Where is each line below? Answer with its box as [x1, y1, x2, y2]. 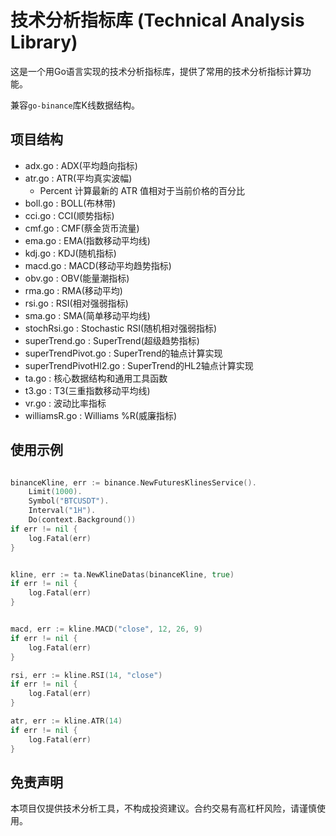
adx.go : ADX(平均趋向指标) [24, 159, 138, 171]
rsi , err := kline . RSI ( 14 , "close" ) [10, 670, 163, 680]
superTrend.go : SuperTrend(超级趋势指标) [24, 334, 200, 346]
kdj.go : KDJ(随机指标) [24, 247, 117, 259]
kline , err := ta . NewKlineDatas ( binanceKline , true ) [10, 569, 235, 580]
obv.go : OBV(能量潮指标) [24, 272, 130, 284]
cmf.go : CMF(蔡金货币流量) [24, 222, 140, 234]
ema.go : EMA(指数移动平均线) [24, 234, 151, 246]
